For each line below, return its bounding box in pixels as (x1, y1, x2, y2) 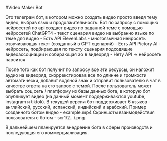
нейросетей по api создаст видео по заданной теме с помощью (5, 25, 143, 31)
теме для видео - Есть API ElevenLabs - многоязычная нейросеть (5, 35, 146, 41)
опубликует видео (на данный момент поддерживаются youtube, (5, 93, 146, 99)
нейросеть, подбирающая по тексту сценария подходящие (5, 46, 133, 52)
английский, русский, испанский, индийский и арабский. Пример (5, 104, 147, 110)
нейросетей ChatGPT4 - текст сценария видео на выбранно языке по (5, 30, 154, 36)
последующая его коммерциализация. (5, 130, 89, 135)
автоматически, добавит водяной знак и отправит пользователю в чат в (5, 78, 161, 83)
